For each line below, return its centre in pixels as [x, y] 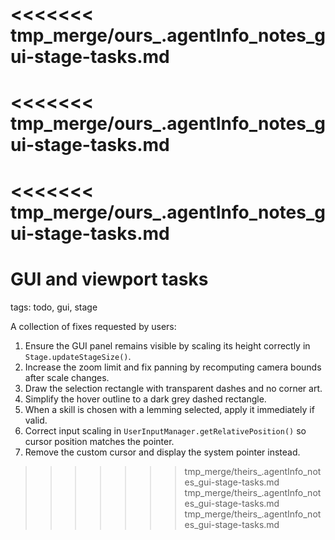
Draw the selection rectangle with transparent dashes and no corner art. [173, 388]
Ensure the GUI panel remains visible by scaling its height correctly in [167, 345]
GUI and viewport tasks [109, 279]
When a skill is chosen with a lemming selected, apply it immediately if [169, 409]
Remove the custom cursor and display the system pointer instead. [162, 452]
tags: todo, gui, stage [54, 307]
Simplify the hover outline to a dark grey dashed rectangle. [145, 399]
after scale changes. [67, 377]
